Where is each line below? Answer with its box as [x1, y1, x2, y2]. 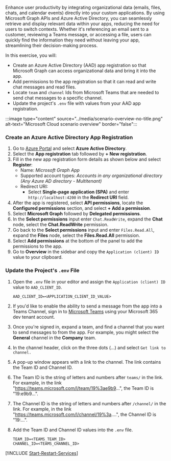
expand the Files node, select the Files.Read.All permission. [12, 232, 140, 238]
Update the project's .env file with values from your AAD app [12, 100, 141, 106]
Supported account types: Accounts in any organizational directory [20, 172, 162, 179]
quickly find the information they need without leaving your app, [5, 37, 140, 43]
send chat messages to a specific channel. [12, 95, 103, 101]
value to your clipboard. [12, 254, 63, 260]
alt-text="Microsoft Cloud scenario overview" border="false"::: [5, 121, 138, 127]
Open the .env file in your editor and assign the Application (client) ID [12, 278, 166, 284]
